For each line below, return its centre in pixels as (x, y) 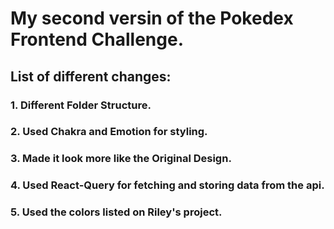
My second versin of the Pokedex (152, 18)
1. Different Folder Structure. (81, 105)
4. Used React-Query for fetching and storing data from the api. (167, 185)
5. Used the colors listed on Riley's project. (116, 212)
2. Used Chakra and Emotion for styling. (109, 132)
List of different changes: (91, 76)
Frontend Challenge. (97, 39)
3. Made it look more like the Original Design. (121, 159)
